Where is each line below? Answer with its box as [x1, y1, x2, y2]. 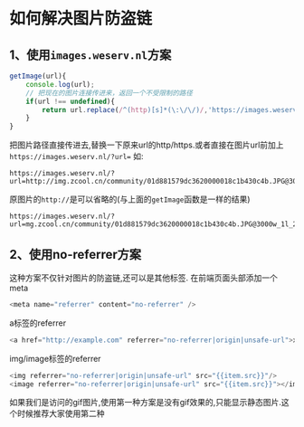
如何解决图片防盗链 [9, 8, 153, 29]
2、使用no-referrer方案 [9, 246, 142, 262]
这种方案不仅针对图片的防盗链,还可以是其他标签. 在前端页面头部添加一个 [9, 272, 279, 283]
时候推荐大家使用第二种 [16, 408, 105, 419]
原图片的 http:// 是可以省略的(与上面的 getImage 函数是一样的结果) [9, 194, 251, 204]
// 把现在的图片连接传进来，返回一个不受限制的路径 [25, 88, 193, 98]
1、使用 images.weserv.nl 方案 [9, 47, 172, 62]
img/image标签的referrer [9, 353, 101, 364]
